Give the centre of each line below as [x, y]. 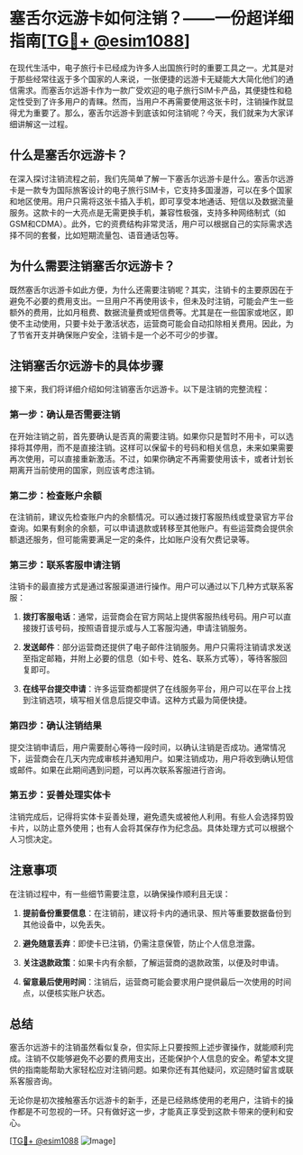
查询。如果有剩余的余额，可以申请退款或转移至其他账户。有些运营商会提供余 [151, 527]
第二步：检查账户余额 [55, 495]
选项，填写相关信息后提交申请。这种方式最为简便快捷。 [149, 701]
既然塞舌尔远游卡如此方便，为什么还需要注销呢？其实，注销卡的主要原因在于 [151, 289]
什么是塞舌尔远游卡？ [69, 156]
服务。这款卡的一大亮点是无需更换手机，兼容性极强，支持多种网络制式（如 [147, 212]
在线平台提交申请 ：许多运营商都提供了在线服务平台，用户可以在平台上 [153, 689]
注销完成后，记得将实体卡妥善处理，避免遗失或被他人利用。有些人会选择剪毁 [151, 816]
